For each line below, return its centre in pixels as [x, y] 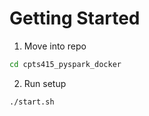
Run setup [45, 83]
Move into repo [55, 46]
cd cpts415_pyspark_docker [65, 64]
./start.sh [32, 102]
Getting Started [75, 18]
